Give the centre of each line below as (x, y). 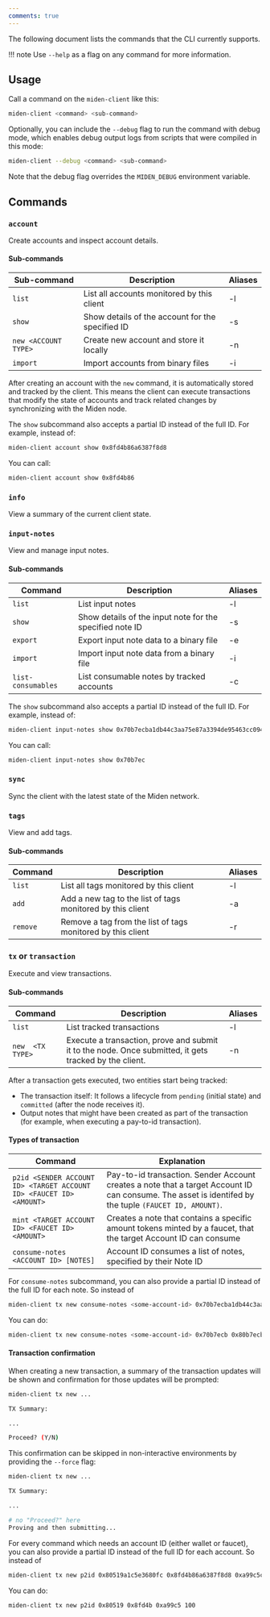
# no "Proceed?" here (45, 1520)
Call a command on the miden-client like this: (84, 99)
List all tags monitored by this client (127, 886)
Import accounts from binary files (146, 364)
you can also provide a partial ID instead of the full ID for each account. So (131, 1552)
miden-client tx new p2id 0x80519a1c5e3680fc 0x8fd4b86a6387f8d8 (120, 1575)
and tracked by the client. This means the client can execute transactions (129, 392)
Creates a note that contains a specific (179, 1218)
